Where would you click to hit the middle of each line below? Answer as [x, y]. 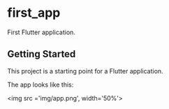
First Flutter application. [41, 32]
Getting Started [42, 54]
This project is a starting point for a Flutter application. [85, 71]
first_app [34, 13]
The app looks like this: [41, 85]
